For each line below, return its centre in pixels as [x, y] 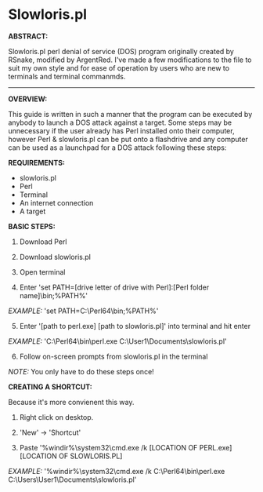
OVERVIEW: [28, 99]
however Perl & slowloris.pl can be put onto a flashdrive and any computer [128, 139]
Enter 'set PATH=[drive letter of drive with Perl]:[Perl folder [114, 287]
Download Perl [43, 242]
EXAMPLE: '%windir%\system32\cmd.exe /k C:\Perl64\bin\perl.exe [117, 471]
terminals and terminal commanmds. [67, 76]
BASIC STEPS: [32, 226]
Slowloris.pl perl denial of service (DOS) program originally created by [121, 51]
